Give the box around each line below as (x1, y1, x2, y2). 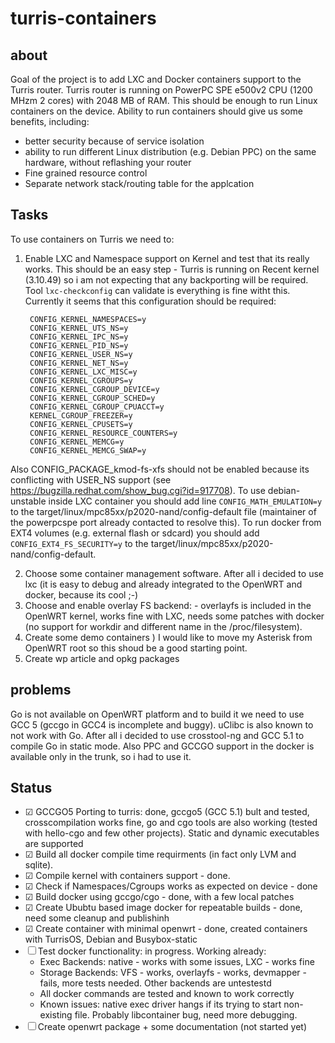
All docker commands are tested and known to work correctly (39, 988, 295, 1000)
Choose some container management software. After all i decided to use (24, 567, 324, 579)
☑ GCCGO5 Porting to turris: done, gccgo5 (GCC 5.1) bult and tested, (24, 806, 310, 818)
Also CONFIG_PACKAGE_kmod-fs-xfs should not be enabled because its (10, 463, 310, 475)
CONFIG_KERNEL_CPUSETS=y (29, 419, 133, 429)
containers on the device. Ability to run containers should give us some (10, 105, 303, 117)
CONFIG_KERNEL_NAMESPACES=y (29, 314, 147, 324)
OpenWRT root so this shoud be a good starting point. (24, 642, 248, 654)
